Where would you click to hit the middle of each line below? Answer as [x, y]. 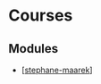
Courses [41, 16]
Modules [34, 49]
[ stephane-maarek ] [57, 70]
